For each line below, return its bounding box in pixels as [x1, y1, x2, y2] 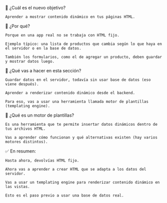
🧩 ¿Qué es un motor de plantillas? [5, 112, 74, 118]
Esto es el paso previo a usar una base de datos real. [5, 193, 124, 198]
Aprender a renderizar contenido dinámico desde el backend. [5, 90, 135, 95]
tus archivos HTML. [5, 126, 46, 131]
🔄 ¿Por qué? [5, 23, 30, 29]
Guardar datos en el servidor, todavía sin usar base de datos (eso [5, 77, 151, 82]
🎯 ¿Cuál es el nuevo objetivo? [5, 5, 66, 10]
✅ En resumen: [5, 148, 36, 154]
